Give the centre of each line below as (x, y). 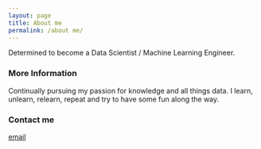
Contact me (31, 120)
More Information (43, 74)
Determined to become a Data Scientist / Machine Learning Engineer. (122, 53)
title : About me (35, 23)
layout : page (30, 15)
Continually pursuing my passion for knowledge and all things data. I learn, (130, 90)
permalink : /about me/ (46, 30)
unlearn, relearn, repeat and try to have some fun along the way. (114, 99)
